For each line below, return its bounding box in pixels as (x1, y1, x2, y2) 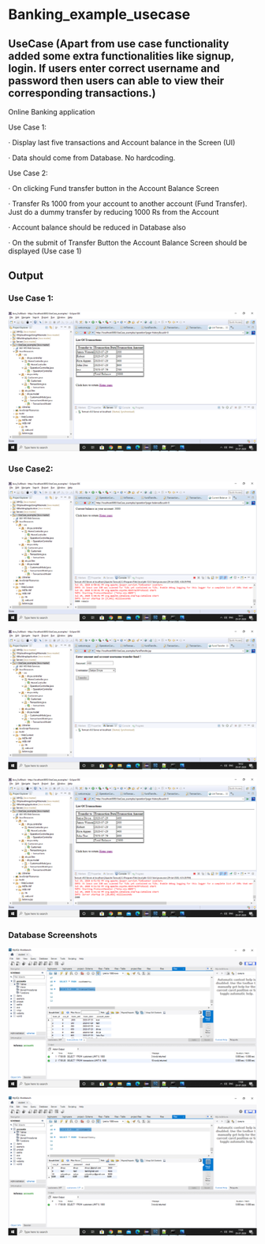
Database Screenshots (8, 929, 98, 940)
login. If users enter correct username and (8, 62, 220, 75)
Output (8, 269, 43, 283)
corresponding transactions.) (8, 86, 156, 99)
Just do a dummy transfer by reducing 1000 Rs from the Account (8, 208, 219, 216)
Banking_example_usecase (8, 6, 191, 24)
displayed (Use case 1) (8, 246, 82, 256)
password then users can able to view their (8, 73, 225, 88)
